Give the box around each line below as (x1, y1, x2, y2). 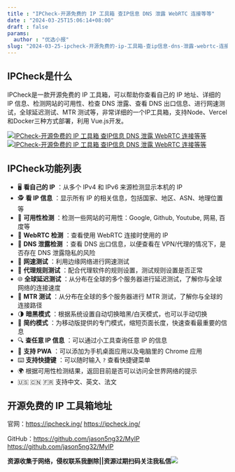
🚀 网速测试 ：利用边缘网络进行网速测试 (17, 257, 129, 265)
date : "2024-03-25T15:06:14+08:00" (7, 17, 114, 24)
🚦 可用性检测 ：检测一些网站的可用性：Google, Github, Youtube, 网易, (17, 213, 218, 221)
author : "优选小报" (13, 36, 69, 43)
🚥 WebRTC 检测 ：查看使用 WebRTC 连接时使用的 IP (17, 230, 169, 239)
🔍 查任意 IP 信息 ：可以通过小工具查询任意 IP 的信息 (17, 335, 168, 344)
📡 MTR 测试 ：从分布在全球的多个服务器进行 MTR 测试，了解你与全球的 (17, 292, 223, 300)
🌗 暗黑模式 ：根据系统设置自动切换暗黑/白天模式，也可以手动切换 (17, 310, 208, 318)
